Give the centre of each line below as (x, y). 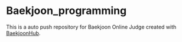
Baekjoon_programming (66, 11)
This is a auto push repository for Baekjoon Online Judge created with (91, 27)
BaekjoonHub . (23, 33)
